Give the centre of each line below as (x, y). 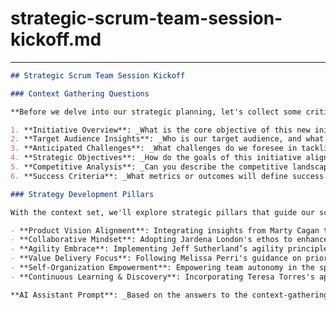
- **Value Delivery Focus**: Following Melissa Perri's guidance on (156, 258)
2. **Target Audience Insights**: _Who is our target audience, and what (167, 139)
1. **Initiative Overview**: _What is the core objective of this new (160, 130)
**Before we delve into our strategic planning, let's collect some (156, 112)
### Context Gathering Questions (80, 93)
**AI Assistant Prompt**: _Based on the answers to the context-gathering (169, 295)
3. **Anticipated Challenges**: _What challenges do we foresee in (154, 148)
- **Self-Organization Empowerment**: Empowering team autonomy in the (162, 268)
